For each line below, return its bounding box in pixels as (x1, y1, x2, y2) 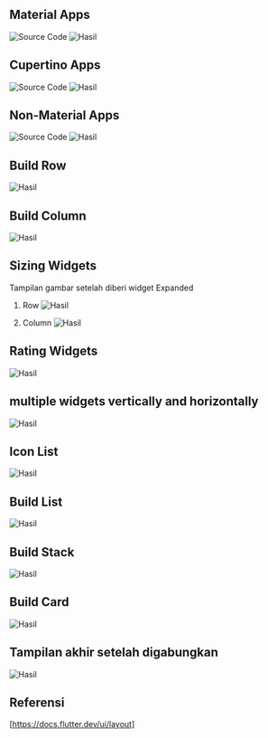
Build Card (9, 594, 69, 610)
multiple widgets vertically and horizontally (9, 393, 259, 410)
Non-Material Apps (9, 108, 120, 123)
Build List (9, 494, 63, 509)
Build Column (9, 208, 87, 223)
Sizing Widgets (9, 258, 97, 274)
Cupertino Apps (9, 58, 101, 73)
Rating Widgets (9, 344, 98, 359)
